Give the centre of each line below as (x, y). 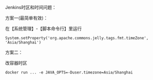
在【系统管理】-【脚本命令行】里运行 (43, 28)
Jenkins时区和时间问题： (31, 7)
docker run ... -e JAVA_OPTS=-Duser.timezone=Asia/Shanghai (69, 72)
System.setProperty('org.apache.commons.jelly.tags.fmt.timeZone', (77, 38)
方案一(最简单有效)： (27, 18)
